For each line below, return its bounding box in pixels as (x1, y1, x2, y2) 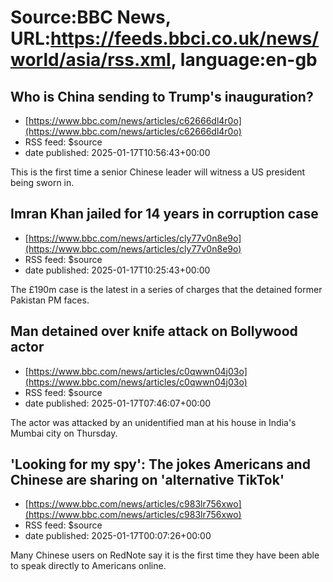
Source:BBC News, (10, 6, 172, 29)
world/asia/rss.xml (10, 49, 172, 71)
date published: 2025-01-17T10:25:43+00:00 (24, 264, 211, 276)
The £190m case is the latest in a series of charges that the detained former (10, 283, 323, 295)
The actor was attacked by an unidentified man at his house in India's (10, 416, 297, 428)
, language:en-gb (170, 49, 318, 71)
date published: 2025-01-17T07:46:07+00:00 (24, 397, 212, 409)
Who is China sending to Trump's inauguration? (10, 88, 314, 105)
